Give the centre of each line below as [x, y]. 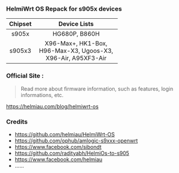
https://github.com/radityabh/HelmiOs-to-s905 [72, 153]
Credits [17, 121]
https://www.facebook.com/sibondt [58, 147]
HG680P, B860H [76, 34]
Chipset [20, 24]
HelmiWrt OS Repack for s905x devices [64, 9]
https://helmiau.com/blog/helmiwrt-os [52, 106]
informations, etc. [42, 95]
